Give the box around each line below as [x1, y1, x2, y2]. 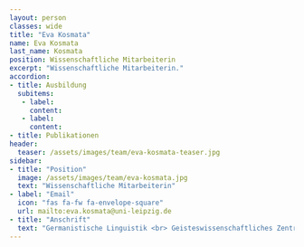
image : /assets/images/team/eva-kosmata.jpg [17, 173, 188, 182]
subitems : [17, 89, 54, 98]
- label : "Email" [9, 190, 75, 199]
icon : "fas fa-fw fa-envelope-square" [17, 198, 165, 208]
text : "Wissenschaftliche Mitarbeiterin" [17, 182, 176, 191]
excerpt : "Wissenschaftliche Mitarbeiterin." [9, 64, 184, 73]
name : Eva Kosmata [9, 38, 79, 48]
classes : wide [9, 22, 63, 31]
